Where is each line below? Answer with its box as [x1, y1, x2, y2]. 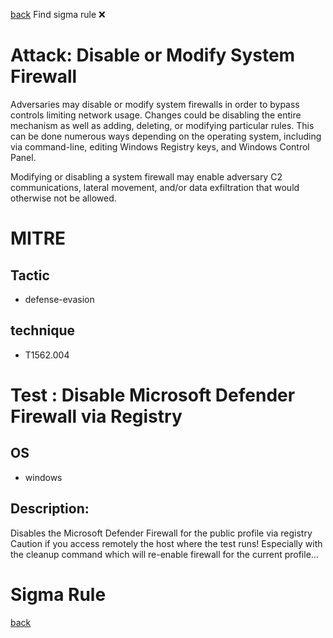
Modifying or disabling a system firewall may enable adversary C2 [10, 170, 283, 183]
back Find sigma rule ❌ [10, 9, 106, 20]
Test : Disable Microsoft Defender [10, 384, 296, 406]
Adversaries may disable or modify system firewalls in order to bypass [10, 98, 300, 110]
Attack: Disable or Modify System [10, 44, 296, 67]
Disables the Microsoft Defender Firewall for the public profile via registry [10, 527, 313, 539]
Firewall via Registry [10, 405, 183, 428]
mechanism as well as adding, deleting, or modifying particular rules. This [10, 119, 315, 131]
